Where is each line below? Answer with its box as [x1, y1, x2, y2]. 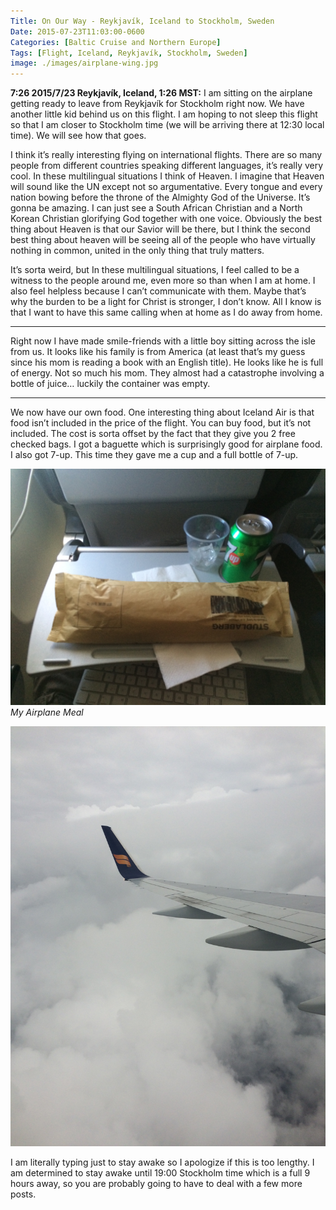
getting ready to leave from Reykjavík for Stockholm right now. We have [10, 98, 305, 110]
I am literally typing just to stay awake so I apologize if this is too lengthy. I [10, 1156, 315, 1169]
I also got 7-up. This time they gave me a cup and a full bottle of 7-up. [10, 449, 299, 461]
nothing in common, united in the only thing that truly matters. [10, 245, 265, 257]
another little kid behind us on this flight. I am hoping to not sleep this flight [10, 108, 318, 120]
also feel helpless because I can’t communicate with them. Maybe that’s [10, 285, 307, 297]
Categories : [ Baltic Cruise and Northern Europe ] [10, 37, 222, 47]
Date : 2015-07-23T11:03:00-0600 [10, 26, 145, 37]
